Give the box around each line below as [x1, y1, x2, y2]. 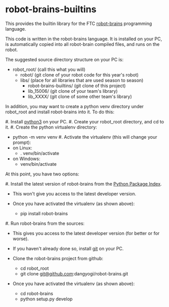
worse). [12, 236, 29, 242]
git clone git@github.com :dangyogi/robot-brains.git [20, 270, 128, 276]
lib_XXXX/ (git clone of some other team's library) [27, 93, 132, 99]
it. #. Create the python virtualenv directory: [5, 124, 97, 130]
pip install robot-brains [20, 210, 68, 216]
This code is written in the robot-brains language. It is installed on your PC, [5, 36, 162, 42]
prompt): [12, 139, 32, 145]
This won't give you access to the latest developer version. [12, 190, 136, 197]
